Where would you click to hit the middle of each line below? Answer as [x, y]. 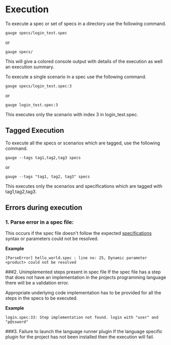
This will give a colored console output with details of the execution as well [84, 61]
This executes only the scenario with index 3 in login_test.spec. [72, 114]
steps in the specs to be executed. [42, 298]
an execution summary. [30, 67]
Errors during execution [44, 208]
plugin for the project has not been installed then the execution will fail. [80, 337]
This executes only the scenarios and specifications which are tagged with [84, 186]
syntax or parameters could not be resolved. [52, 239]
